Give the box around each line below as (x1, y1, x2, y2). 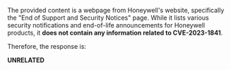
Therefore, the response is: (7, 42, 87, 50)
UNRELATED (7, 56, 45, 64)
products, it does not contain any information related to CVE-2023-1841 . (7, 28, 223, 37)
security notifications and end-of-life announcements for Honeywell (7, 21, 206, 29)
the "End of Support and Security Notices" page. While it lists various (7, 13, 210, 22)
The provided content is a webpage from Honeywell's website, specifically (7, 6, 225, 14)
